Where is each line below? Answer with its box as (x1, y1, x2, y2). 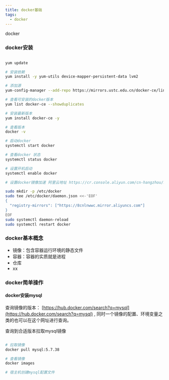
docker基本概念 (5, 235, 44, 242)
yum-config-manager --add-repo (5, 88, 71, 93)
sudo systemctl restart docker (5, 222, 71, 227)
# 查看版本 (5, 125, 25, 130)
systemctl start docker (5, 143, 55, 148)
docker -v (5, 129, 26, 134)
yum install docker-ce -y (5, 116, 59, 121)
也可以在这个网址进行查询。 (14, 317, 71, 323)
